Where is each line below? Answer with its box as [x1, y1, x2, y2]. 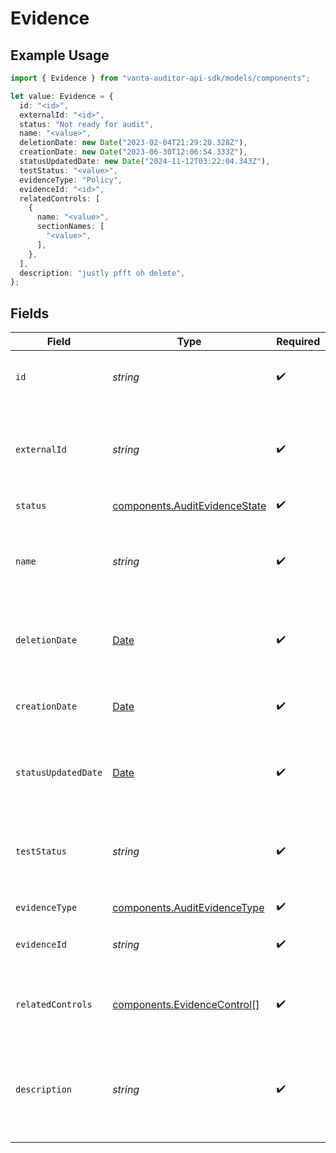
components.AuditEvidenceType [112, 900, 265, 914]
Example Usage [10, 47, 110, 64]
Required [276, 335, 321, 349]
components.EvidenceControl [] [112, 998, 260, 1012]
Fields [10, 305, 50, 322]
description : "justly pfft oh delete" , [19, 268, 186, 278]
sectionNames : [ [36, 222, 105, 232]
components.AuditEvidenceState [112, 498, 267, 512]
